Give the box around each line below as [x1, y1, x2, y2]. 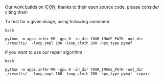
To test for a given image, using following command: [5, 19, 111, 24]
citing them [5, 9, 28, 15]
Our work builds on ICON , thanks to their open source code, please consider [5, 4, 160, 10]
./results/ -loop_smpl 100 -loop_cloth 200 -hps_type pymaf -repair [5, 71, 150, 76]
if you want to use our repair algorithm [5, 49, 82, 55]
